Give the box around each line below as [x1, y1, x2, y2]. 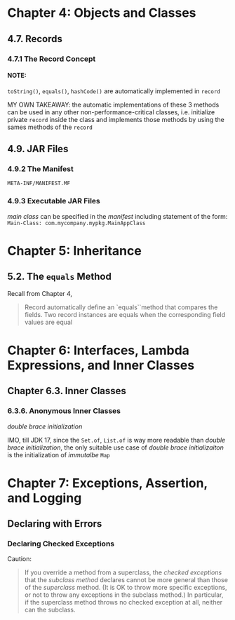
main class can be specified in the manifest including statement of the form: [7, 212, 228, 220]
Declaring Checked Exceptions [7, 539, 114, 548]
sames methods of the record [7, 123, 93, 131]
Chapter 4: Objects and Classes [7, 5, 196, 21]
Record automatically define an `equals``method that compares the [24, 303, 218, 311]
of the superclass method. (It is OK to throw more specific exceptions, [24, 584, 227, 592]
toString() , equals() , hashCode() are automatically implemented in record [7, 86, 221, 95]
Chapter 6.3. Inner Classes [7, 385, 126, 397]
